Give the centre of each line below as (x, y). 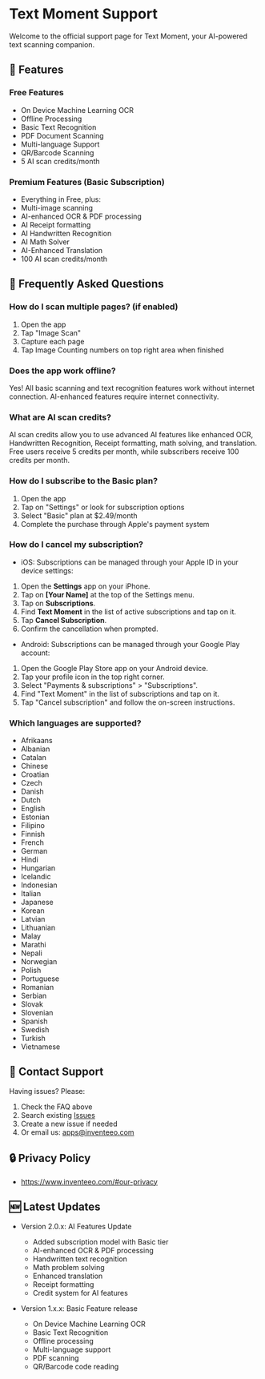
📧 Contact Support (56, 1072)
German (34, 851)
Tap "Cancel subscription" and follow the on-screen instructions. (128, 702)
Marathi (33, 945)
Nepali (31, 953)
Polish (31, 971)
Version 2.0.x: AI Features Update (76, 1226)
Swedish (35, 1030)
